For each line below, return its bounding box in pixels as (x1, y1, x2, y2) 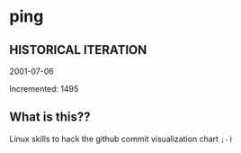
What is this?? (9, 110, 91, 125)
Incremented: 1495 (9, 84, 79, 94)
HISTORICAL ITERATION (9, 42, 147, 58)
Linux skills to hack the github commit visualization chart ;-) (9, 133, 234, 144)
